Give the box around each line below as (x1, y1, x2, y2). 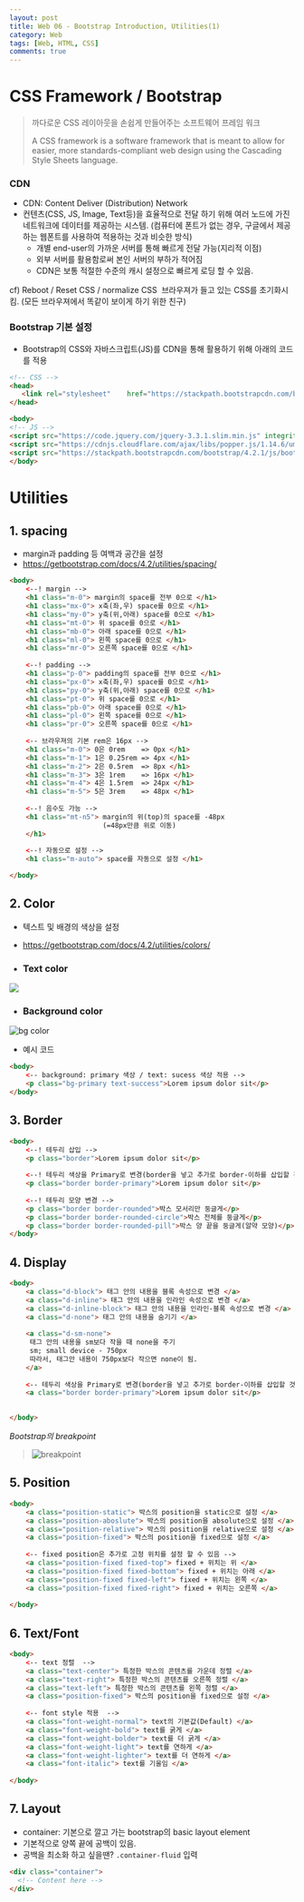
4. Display (9, 1254, 67, 1270)
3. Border (9, 1113, 63, 1128)
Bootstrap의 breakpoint (9, 1431, 97, 1442)
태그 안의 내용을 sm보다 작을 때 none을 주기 (29, 1338, 176, 1348)
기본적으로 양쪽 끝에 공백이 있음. (22, 1838, 137, 1848)
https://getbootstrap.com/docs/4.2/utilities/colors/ (22, 939, 211, 950)
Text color (22, 962, 69, 975)
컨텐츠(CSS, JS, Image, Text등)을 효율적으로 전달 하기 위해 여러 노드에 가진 (22, 209, 290, 220)
